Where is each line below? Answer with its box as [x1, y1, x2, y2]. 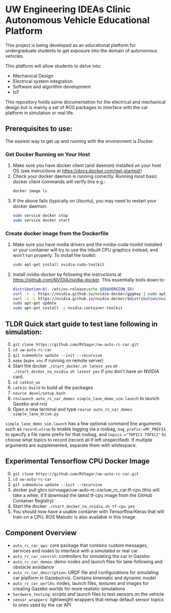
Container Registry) [12, 497, 54, 503]
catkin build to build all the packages [12, 385, 93, 391]
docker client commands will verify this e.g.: [12, 178, 106, 185]
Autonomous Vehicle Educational [5, 14, 150, 26]
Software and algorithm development [12, 83, 91, 90]
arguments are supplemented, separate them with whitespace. [5, 442, 137, 448]
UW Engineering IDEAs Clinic [5, 4, 131, 15]
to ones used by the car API [12, 602, 71, 608]
